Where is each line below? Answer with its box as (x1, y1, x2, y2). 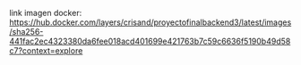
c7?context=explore (9, 45, 83, 56)
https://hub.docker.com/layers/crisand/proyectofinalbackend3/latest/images (9, 17, 292, 28)
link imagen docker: (9, 8, 82, 18)
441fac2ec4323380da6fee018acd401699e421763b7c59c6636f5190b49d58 (9, 36, 291, 46)
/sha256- (9, 27, 44, 37)
